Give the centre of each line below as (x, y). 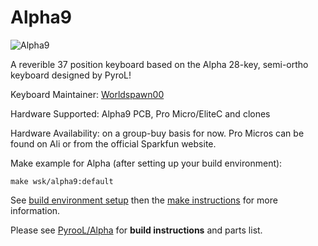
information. (35, 210)
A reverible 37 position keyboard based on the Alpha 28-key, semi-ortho (159, 64)
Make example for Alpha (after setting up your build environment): (146, 163)
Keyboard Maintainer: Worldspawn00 (87, 94)
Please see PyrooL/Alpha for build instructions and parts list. (136, 230)
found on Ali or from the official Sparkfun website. (113, 143)
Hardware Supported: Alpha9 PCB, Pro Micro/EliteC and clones (140, 113)
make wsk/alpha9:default (62, 181)
